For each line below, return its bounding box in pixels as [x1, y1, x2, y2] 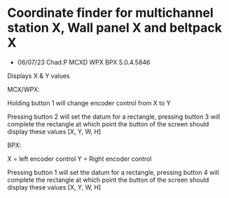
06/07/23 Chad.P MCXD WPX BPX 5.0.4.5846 [17, 58, 151, 66]
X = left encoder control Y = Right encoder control [7, 154, 152, 163]
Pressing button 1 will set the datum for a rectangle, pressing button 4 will [7, 168, 219, 176]
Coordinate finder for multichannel [7, 5, 214, 21]
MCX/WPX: [7, 85, 40, 93]
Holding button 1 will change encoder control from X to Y [7, 98, 172, 107]
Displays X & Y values [7, 72, 70, 80]
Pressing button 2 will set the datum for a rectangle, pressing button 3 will [7, 112, 221, 121]
